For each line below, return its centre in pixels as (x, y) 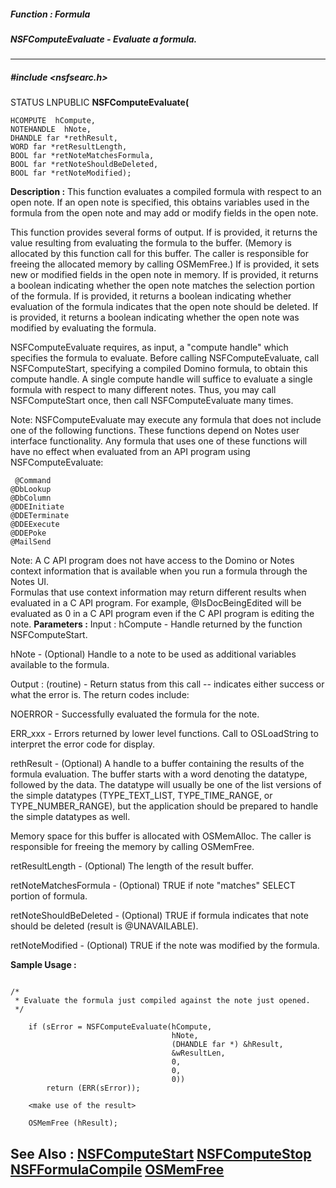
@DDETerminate (40, 516)
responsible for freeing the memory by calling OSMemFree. (132, 847)
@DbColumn (31, 498)
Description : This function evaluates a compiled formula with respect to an (166, 192)
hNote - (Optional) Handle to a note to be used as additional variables (153, 654)
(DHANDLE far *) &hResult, (227, 1045)
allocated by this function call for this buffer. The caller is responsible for (159, 254)
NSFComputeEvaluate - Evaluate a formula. (104, 39)
